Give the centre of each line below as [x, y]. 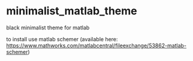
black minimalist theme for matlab [48, 28]
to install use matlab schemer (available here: [62, 39]
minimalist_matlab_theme [72, 11]
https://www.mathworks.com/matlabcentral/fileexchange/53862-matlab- [96, 45]
